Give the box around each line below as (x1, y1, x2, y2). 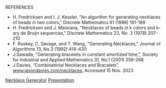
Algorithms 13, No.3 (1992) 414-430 (12, 46, 87, 52)
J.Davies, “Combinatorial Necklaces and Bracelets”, (12, 62, 120, 68)
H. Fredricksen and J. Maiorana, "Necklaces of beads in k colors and (12, 25, 155, 31)
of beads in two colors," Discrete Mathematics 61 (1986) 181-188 (12, 20, 146, 25)
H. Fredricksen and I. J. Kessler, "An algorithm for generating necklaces (12, 14, 161, 20)
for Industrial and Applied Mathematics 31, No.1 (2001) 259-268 (12, 57, 144, 62)
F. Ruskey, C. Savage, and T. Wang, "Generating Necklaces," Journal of (12, 41, 161, 47)
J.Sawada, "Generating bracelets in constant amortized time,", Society (12, 51, 158, 57)
